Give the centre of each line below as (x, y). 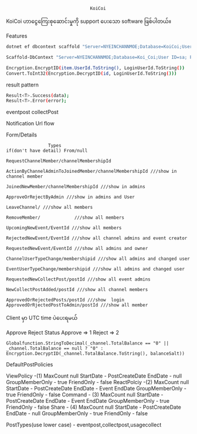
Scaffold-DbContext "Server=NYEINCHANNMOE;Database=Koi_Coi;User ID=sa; (97, 57)
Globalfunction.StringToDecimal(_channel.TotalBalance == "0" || (87, 343)
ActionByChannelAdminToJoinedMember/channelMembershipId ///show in (91, 171)
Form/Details (21, 135)
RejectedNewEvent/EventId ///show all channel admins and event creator (97, 238)
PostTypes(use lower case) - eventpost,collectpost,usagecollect (84, 425)
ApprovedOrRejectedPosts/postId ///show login (65, 300)
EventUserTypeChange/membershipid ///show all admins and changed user (95, 269)
